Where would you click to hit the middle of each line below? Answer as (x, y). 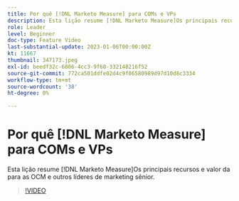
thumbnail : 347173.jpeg (43, 60)
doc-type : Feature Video (44, 40)
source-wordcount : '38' (43, 87)
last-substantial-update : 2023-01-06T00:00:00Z (79, 47)
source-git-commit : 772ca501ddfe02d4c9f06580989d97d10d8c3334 (101, 73)
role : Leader (27, 27)
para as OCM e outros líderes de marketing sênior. (81, 177)
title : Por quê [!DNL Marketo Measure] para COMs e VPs (92, 14)
